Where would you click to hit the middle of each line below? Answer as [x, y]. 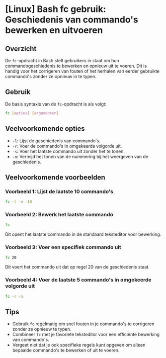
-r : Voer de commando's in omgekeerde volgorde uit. [67, 146]
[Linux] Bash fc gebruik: [56, 9]
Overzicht [21, 48]
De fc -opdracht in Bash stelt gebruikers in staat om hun [62, 60]
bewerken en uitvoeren [54, 30]
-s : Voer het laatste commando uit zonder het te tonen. [69, 151]
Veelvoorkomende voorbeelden [55, 177]
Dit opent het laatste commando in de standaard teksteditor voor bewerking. [83, 234]
